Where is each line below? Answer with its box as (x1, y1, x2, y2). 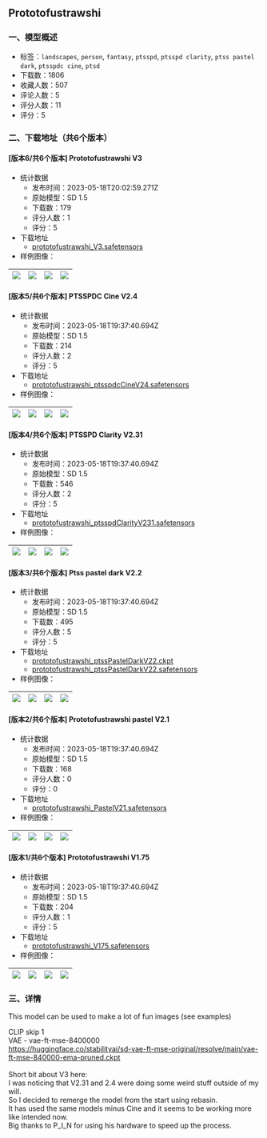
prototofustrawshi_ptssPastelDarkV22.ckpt (31, 656, 173, 666)
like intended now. (8, 1112, 68, 1122)
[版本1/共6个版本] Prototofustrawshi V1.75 (8, 852, 150, 863)
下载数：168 (31, 763, 72, 773)
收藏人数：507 (19, 80, 68, 90)
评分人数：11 (19, 100, 62, 110)
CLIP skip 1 (8, 1028, 45, 1037)
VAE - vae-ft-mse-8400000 (8, 1036, 100, 1045)
